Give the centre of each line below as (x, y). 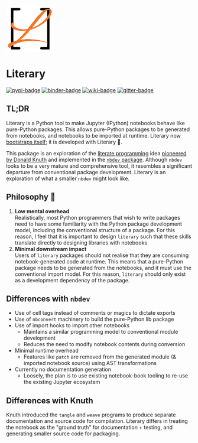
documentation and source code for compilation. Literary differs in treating (97, 421)
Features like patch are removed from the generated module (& (100, 357)
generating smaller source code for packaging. (63, 434)
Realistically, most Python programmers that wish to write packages (97, 217)
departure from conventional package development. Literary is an (86, 172)
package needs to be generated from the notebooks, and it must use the (103, 268)
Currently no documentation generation (63, 369)
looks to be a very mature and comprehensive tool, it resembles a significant (99, 166)
